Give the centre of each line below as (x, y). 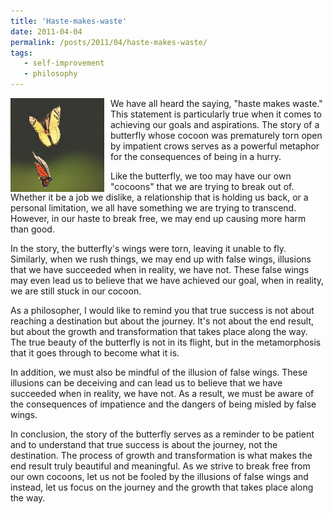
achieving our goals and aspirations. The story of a (215, 124)
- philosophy (50, 74)
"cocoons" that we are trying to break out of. (202, 186)
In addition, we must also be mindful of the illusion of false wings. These (159, 372)
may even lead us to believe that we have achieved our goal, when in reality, (167, 280)
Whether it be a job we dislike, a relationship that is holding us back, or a (159, 197)
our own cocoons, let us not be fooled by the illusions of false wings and (159, 476)
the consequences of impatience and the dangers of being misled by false (163, 404)
